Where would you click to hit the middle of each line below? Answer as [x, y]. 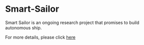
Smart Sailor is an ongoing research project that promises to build [72, 22]
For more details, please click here [40, 37]
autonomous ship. [24, 27]
